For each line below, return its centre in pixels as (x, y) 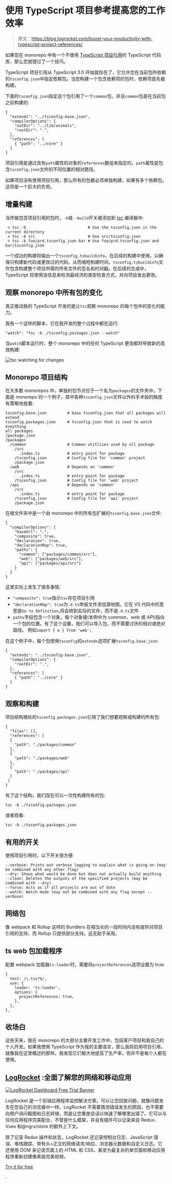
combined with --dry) (28, 883)
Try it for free (19, 1167)
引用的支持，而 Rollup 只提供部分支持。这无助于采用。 (62, 933)
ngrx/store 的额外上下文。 (53, 1126)
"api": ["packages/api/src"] (50, 563)
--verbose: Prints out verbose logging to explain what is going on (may (86, 865)
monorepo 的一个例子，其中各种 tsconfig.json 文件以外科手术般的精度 (89, 397)
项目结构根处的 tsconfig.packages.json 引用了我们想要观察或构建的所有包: (83, 717)
